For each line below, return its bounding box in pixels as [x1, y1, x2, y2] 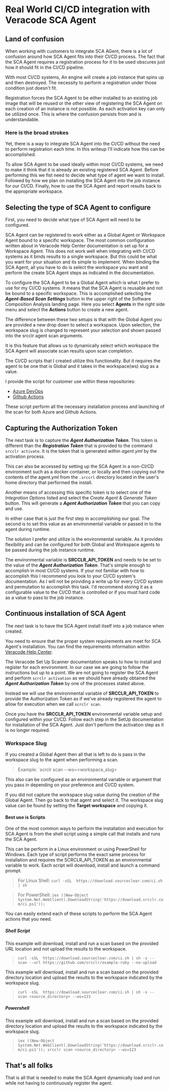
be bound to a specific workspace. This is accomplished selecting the [5, 290, 152, 297]
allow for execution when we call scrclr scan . [5, 701, 101, 707]
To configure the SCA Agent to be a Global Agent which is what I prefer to [5, 280, 160, 286]
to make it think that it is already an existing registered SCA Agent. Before [5, 167, 159, 173]
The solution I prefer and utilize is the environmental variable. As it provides [5, 536, 163, 542]
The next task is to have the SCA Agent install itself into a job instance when [5, 623, 164, 629]
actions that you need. [5, 916, 52, 922]
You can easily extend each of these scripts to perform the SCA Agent [5, 910, 152, 917]
